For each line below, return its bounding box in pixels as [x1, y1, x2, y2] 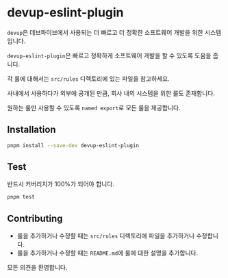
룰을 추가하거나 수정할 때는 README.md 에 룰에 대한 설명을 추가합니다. [16, 249, 199, 257]
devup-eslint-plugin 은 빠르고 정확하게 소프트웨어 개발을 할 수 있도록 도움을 [7, 51, 212, 60]
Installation [7, 124, 56, 136]
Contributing [7, 212, 63, 224]
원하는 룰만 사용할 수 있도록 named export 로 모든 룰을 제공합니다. [7, 103, 181, 112]
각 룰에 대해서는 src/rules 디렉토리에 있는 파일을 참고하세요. [7, 74, 170, 83]
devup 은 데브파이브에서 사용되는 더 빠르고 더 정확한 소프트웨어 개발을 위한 [7, 28, 203, 36]
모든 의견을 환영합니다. [7, 264, 68, 272]
